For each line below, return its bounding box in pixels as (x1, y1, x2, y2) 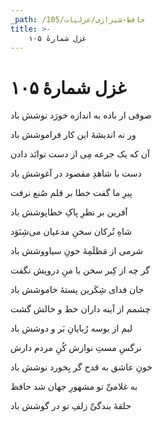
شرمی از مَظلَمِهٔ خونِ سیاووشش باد (10, 245, 144, 257)
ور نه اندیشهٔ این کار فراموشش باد (10, 129, 137, 141)
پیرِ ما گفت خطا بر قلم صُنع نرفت (10, 187, 133, 199)
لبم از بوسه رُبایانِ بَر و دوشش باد (10, 322, 133, 335)
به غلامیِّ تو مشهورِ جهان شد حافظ (10, 381, 138, 393)
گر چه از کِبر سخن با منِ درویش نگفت (10, 264, 151, 276)
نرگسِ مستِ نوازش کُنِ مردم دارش (10, 342, 142, 354)
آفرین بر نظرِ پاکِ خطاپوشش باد (10, 206, 128, 218)
